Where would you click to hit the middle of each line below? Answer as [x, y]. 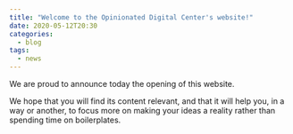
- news [29, 59]
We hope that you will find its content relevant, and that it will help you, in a [147, 101]
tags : [19, 51]
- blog [29, 42]
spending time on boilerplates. [65, 120]
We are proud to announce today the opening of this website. [122, 84]
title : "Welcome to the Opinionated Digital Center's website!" [131, 17]
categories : [31, 34]
